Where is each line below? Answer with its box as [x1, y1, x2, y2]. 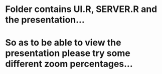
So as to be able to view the [5, 37, 121, 48]
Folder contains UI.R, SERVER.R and [5, 3, 157, 15]
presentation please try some [5, 47, 130, 59]
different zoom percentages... [5, 58, 133, 69]
